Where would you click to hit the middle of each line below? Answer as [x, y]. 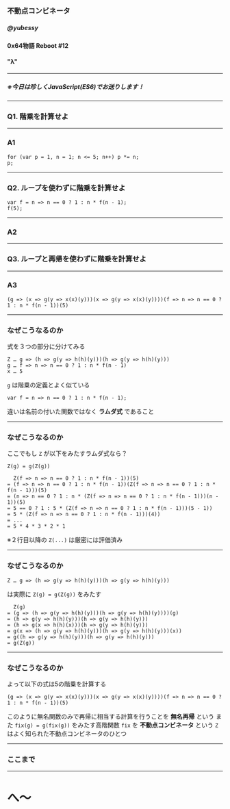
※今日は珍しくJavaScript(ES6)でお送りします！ [76, 86]
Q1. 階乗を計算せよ [38, 116]
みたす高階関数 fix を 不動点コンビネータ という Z [148, 725]
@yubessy [23, 27]
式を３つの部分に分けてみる [46, 346]
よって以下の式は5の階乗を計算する [57, 684]
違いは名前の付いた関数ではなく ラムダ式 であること [81, 411]
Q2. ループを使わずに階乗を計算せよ [66, 188]
